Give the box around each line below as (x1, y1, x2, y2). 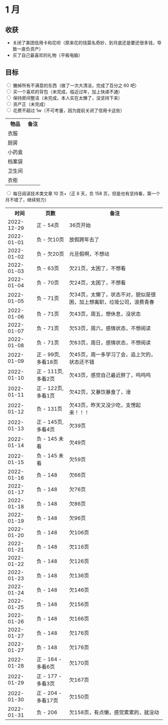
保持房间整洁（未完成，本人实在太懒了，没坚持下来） (12, 95, 122, 101)
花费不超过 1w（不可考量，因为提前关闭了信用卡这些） (12, 107, 125, 113)
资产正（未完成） (12, 101, 48, 107)
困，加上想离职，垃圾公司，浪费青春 (69, 298, 154, 305)
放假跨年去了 (69, 236, 99, 243)
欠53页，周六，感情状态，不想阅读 (69, 325, 151, 332)
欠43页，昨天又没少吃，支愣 (69, 401, 136, 408)
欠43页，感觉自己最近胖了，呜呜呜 (69, 371, 151, 378)
